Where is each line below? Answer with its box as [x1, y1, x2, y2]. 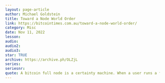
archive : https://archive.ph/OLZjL [5, 57, 78, 62]
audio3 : [5, 48, 21, 53]
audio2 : [5, 43, 21, 48]
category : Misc [5, 25, 36, 30]
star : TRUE [5, 52, 27, 58]
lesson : [5, 35, 21, 40]
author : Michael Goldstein [5, 12, 60, 17]
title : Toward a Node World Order [5, 16, 76, 21]
